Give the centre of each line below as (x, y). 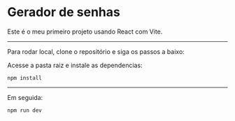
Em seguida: (25, 97)
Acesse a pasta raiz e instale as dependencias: (75, 65)
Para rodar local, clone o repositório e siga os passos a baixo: (96, 51)
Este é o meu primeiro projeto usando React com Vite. (85, 31)
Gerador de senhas (64, 12)
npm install (24, 78)
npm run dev (24, 110)
